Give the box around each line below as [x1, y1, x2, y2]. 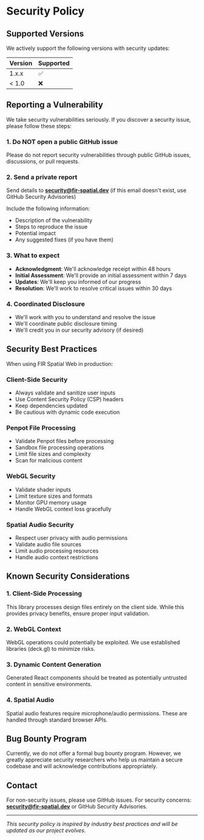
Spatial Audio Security [6, 520, 74, 529]
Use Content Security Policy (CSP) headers [15, 396, 124, 403]
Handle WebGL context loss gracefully [15, 505, 112, 512]
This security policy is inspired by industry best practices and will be [6, 821, 178, 828]
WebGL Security [6, 472, 56, 481]
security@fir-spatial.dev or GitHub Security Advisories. [6, 803, 148, 810]
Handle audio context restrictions [15, 554, 99, 560]
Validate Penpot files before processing [15, 438, 114, 445]
